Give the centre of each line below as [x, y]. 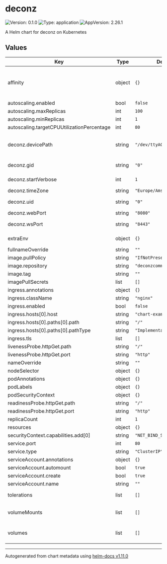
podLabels [20, 387]
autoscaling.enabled [31, 103]
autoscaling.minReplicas [36, 119]
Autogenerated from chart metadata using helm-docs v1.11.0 [67, 556]
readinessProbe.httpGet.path [42, 403]
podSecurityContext [31, 395]
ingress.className [30, 298]
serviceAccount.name [33, 483]
